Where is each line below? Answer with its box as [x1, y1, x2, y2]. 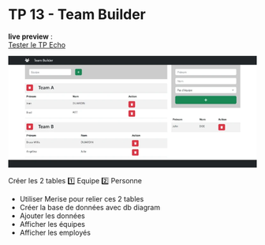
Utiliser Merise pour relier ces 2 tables [19, 194, 144, 203]
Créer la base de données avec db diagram [19, 202, 160, 212]
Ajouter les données [19, 211, 85, 220]
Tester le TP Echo [8, 40, 65, 49]
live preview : [8, 32, 53, 41]
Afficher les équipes [19, 219, 85, 228]
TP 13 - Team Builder [8, 6, 146, 24]
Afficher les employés [19, 228, 91, 237]
